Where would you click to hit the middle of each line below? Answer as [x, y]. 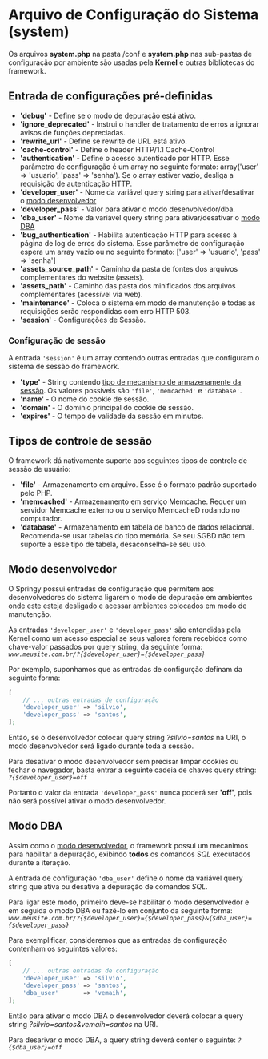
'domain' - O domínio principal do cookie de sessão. [107, 408]
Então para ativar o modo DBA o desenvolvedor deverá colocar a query [126, 1016]
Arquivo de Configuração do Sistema [134, 15]
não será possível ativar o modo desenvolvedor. [87, 801]
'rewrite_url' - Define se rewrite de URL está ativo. [104, 141]
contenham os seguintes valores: [63, 948]
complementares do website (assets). [82, 277]
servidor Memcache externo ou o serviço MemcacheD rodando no [130, 509]
